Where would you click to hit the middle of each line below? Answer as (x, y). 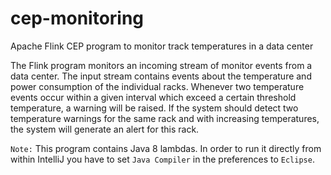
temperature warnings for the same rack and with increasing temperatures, (165, 118)
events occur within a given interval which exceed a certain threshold (153, 97)
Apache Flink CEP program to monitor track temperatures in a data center (162, 46)
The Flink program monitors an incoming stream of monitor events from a (161, 65)
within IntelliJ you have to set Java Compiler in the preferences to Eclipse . (162, 159)
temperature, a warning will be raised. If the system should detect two (154, 108)
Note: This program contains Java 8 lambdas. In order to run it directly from (166, 148)
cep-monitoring (77, 18)
